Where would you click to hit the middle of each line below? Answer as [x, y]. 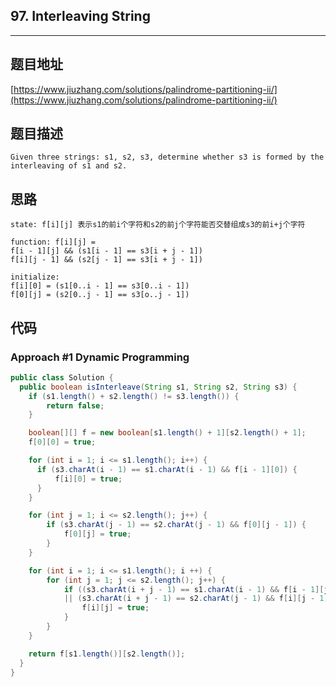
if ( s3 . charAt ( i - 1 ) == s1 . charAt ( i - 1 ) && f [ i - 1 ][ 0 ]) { [167, 469]
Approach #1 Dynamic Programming [100, 357]
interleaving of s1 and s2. [69, 166]
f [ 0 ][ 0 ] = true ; [62, 442]
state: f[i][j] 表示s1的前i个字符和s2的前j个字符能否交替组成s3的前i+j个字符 [158, 225]
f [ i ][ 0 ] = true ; [88, 479]
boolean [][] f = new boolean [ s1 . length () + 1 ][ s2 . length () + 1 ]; [167, 433]
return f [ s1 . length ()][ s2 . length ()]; [107, 654]
